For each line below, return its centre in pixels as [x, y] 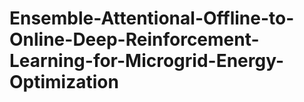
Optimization [64, 82]
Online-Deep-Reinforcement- [134, 39]
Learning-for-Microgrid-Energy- [147, 61]
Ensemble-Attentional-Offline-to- [152, 18]
